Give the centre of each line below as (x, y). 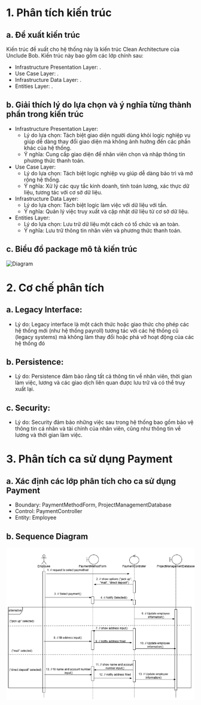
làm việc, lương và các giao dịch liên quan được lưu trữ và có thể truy (100, 383)
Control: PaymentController (48, 511)
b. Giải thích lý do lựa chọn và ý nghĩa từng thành (99, 105)
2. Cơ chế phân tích (55, 288)
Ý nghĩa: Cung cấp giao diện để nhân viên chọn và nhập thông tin (104, 154)
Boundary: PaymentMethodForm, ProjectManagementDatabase (93, 505)
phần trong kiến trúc (45, 115)
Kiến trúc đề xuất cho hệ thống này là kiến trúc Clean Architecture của (93, 49)
